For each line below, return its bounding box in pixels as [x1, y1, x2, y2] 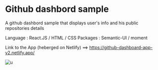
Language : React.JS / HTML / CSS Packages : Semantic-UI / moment [5, 35, 148, 41]
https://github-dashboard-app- [89, 44, 153, 50]
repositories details [5, 25, 45, 31]
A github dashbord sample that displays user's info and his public [5, 20, 139, 26]
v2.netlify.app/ [5, 50, 35, 56]
